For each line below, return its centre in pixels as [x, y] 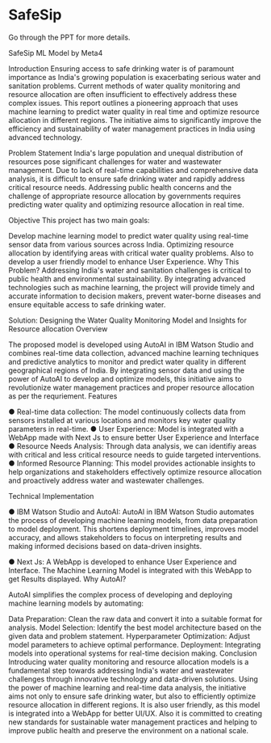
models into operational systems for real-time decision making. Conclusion [133, 653]
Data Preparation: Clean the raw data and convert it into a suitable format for [135, 618]
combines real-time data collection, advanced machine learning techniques [134, 353]
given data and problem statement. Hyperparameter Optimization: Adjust [129, 635]
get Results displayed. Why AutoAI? [67, 579]
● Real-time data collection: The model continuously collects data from [127, 412]
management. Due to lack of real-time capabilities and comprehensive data [133, 170]
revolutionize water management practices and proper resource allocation [131, 387]
